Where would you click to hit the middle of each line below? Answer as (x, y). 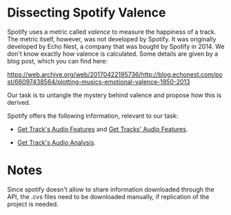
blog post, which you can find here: (58, 61)
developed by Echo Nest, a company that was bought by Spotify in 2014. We (116, 46)
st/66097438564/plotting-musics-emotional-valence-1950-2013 (99, 81)
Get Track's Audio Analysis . (57, 142)
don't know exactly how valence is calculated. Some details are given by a (113, 54)
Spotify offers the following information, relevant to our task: (93, 116)
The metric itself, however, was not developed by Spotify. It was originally (112, 39)
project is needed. (33, 204)
